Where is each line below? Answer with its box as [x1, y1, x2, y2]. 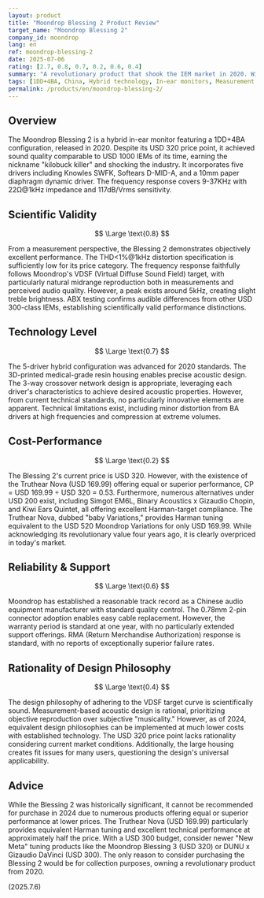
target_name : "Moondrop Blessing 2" [8, 26, 128, 34]
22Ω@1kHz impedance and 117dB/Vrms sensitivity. [8, 185, 172, 195]
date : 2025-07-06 [8, 56, 65, 64]
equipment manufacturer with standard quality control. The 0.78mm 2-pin [8, 605, 247, 614]
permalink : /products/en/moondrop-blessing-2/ [8, 84, 163, 93]
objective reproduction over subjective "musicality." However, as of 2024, [8, 714, 247, 724]
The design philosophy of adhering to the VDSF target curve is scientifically [8, 698, 254, 707]
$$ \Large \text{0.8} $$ [93, 229, 170, 238]
